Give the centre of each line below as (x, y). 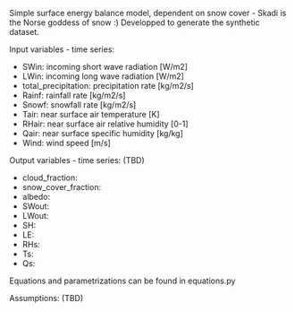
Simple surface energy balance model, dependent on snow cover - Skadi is (148, 13)
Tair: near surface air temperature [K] (91, 114)
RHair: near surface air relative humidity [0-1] (105, 124)
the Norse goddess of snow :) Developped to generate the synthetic (135, 22)
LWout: (35, 216)
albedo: (36, 197)
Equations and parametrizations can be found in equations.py (122, 281)
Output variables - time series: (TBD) (77, 160)
